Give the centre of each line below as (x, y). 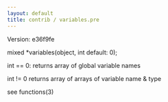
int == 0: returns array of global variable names (74, 65)
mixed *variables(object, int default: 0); (62, 52)
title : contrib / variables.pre (53, 20)
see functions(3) (31, 92)
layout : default (30, 13)
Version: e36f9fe (31, 39)
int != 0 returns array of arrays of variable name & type (84, 78)
